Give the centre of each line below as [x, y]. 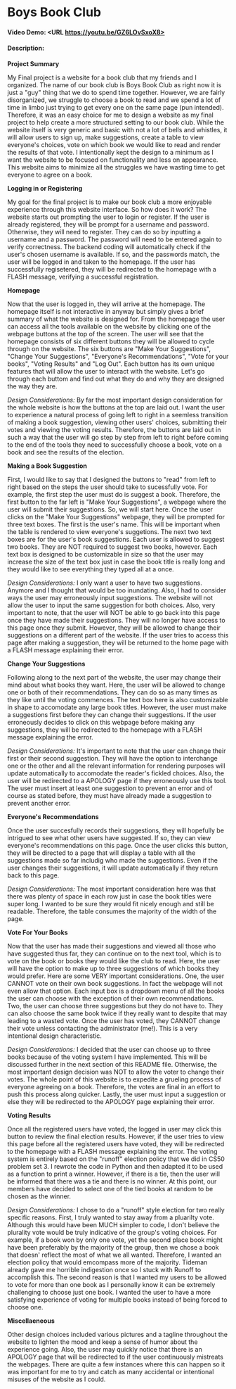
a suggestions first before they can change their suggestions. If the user [112, 714]
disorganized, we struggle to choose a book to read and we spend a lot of [114, 100]
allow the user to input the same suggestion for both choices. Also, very [111, 605]
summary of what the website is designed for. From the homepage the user [116, 319]
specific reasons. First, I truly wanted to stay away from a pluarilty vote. [111, 1217]
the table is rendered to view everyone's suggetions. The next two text [110, 531]
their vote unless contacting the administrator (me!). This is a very [103, 1028]
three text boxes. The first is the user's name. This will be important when [114, 524]
